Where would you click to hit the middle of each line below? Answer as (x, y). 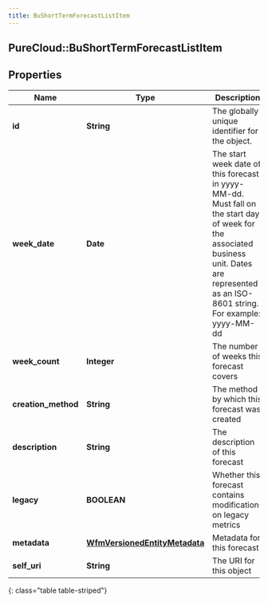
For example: (236, 313)
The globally (236, 111)
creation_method (45, 404)
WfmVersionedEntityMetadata (146, 542)
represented (235, 283)
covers (225, 376)
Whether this (236, 475)
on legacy (231, 514)
